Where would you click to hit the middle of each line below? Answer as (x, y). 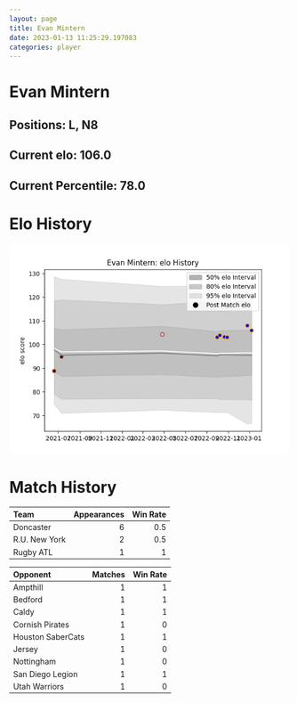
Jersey (25, 650)
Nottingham (34, 662)
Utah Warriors (39, 686)
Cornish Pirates (41, 625)
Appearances (99, 514)
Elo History (51, 224)
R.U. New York (40, 540)
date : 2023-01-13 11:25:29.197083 (73, 37)
